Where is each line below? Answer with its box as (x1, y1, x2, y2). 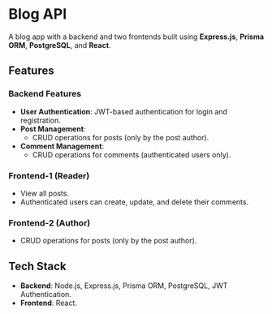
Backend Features (8, 88, 82, 100)
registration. (19, 115, 61, 125)
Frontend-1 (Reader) (8, 170, 90, 181)
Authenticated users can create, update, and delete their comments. (19, 196, 249, 207)
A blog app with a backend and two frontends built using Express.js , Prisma (8, 32, 265, 41)
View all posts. (19, 188, 69, 198)
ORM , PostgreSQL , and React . (8, 40, 111, 49)
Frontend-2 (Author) (8, 217, 91, 228)
